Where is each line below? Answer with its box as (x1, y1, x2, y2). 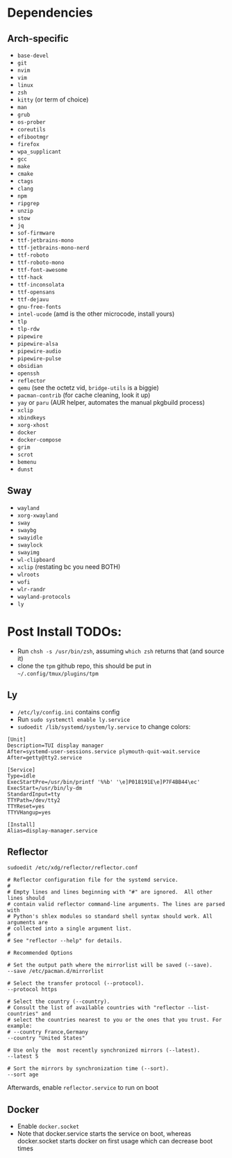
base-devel (17, 52, 49, 59)
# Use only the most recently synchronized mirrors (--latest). (7, 1047, 200, 1054)
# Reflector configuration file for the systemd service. (7, 876, 179, 884)
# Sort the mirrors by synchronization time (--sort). (7, 1065, 169, 1072)
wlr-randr (17, 586, 47, 593)
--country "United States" (7, 1035, 85, 1042)
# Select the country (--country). (7, 998, 110, 1006)
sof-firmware (17, 230, 56, 236)
